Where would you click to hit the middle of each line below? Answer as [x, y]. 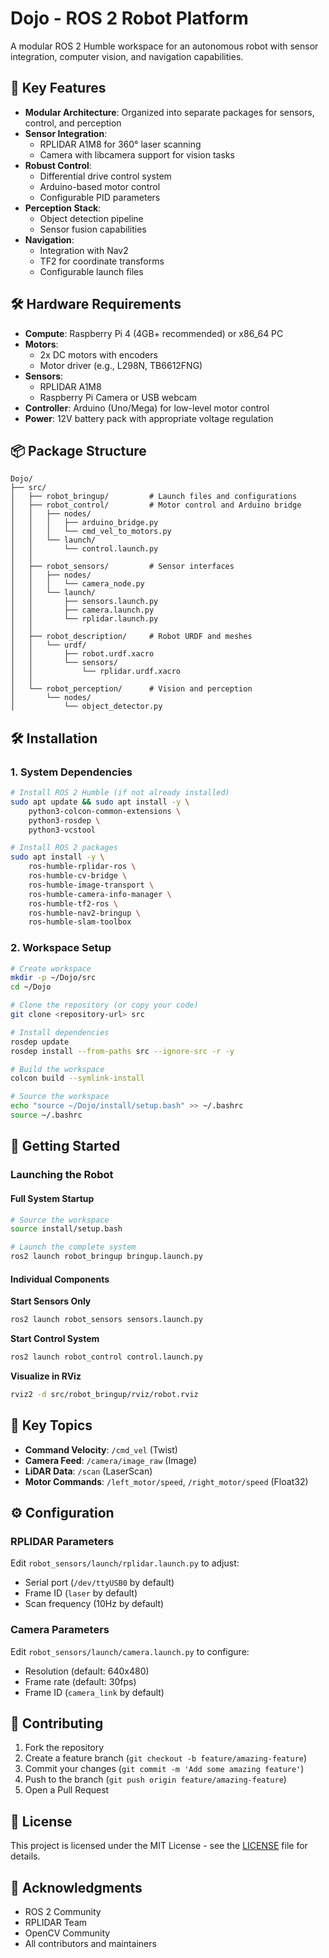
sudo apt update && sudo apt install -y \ [100, 802]
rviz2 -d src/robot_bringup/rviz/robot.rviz [104, 1394]
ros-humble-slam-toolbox [80, 922]
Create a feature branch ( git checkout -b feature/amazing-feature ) [166, 1758]
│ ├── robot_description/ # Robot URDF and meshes [131, 637]
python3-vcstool [62, 830]
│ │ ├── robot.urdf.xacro [82, 654]
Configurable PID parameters [100, 197]
